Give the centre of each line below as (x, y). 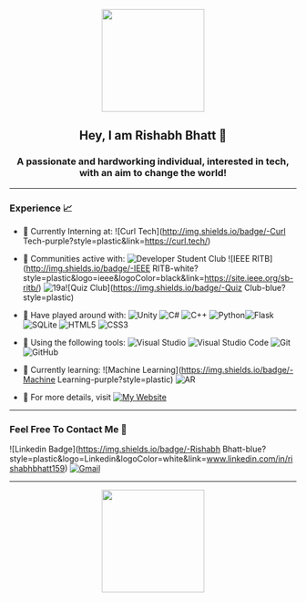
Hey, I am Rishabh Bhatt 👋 (153, 135)
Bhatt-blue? (245, 449)
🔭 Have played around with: (74, 315)
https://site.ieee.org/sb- (249, 277)
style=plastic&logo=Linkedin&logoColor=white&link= (108, 459)
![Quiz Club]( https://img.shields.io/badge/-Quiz (154, 287)
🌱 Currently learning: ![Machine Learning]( (102, 369)
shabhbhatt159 (37, 469)
